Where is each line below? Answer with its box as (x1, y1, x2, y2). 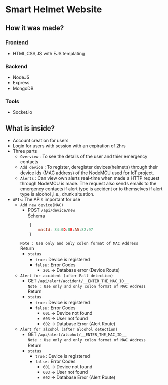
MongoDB (12, 85, 34, 92)
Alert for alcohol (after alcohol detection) (20, 327, 118, 332)
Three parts (12, 148, 37, 154)
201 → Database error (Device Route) (43, 267, 120, 273)
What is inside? (5, 124, 55, 133)
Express (12, 80, 30, 86)
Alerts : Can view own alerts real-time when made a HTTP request (20, 175, 160, 181)
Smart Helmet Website (5, 4, 102, 15)
